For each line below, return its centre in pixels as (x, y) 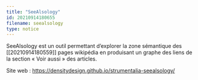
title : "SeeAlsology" (34, 12)
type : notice (23, 29)
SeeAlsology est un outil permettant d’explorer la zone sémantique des (94, 46)
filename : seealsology (35, 23)
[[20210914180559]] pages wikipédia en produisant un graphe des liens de (99, 53)
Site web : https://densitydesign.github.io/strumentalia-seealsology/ (91, 71)
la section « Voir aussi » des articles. (52, 59)
